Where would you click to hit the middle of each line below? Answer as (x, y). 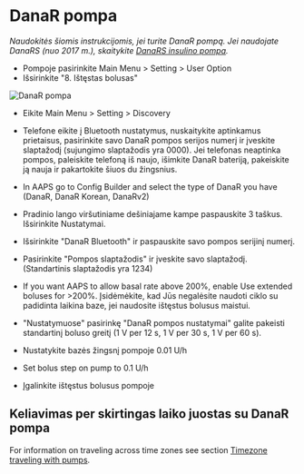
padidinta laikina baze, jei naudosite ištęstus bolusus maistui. (137, 305)
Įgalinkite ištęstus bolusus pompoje (88, 385)
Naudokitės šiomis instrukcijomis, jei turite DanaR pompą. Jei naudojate (144, 41)
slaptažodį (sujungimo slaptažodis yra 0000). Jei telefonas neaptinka (152, 150)
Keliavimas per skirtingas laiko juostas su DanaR (149, 414)
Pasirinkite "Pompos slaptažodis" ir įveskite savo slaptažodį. (135, 259)
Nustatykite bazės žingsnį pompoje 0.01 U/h (105, 350)
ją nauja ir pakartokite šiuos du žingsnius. (100, 169)
